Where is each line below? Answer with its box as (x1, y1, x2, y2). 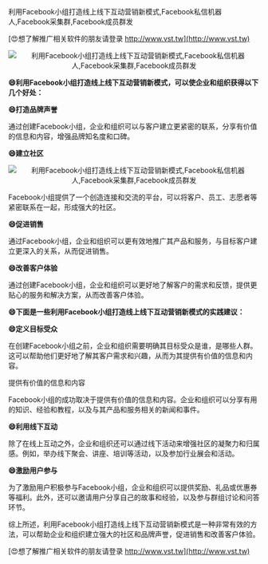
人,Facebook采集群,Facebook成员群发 (8, 17, 134, 26)
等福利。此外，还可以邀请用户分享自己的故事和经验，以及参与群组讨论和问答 (8, 493, 260, 502)
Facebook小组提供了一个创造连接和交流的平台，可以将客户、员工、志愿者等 (8, 192, 258, 202)
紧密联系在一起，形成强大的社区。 (8, 203, 120, 211)
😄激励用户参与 (8, 466, 58, 475)
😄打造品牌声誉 (8, 105, 58, 114)
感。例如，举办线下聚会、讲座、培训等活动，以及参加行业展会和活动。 (8, 449, 239, 458)
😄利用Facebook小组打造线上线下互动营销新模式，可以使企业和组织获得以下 (8, 78, 259, 87)
